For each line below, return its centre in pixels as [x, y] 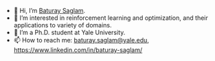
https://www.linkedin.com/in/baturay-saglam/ [78, 50]
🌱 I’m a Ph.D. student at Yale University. [69, 32]
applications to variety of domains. [63, 25]
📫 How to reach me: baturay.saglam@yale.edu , [81, 40]
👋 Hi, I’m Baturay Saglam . [49, 11]
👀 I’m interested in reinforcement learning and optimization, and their [111, 18]
